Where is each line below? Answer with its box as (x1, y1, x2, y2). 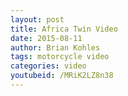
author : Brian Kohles (10, 42, 101, 53)
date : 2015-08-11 (10, 33, 83, 43)
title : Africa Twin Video (10, 24, 118, 34)
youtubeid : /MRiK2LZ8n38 (10, 71, 114, 81)
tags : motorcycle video (10, 52, 110, 62)
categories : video (10, 61, 87, 71)
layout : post (10, 14, 65, 25)
